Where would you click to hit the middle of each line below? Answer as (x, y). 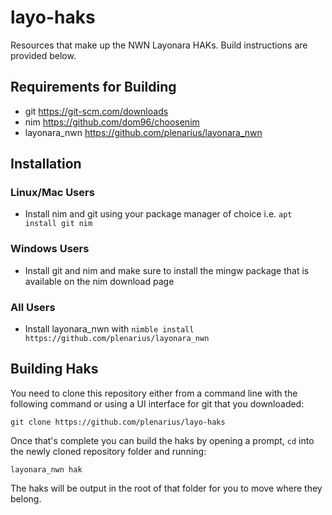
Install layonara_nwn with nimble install (109, 329)
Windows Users (50, 249)
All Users (33, 307)
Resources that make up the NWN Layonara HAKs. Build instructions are (159, 45)
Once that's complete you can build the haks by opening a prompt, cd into (162, 440)
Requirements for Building (93, 87)
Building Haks (54, 369)
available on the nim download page (99, 281)
